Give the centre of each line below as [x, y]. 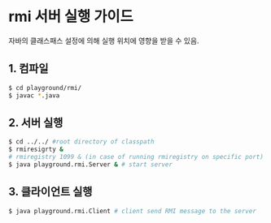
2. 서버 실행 [36, 122]
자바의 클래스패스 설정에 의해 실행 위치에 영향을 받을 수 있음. [104, 41]
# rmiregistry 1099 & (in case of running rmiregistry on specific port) [136, 157]
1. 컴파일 [28, 69]
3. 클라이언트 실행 [50, 192]
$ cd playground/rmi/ [45, 88]
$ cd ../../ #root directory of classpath [81, 142]
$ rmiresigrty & [36, 150]
